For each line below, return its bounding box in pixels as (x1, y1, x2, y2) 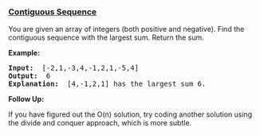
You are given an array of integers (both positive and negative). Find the (8, 25, 245, 34)
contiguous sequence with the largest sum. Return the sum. (8, 33, 205, 42)
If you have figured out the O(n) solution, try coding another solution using (8, 110, 253, 119)
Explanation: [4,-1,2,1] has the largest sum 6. (8, 79, 207, 89)
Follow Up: (8, 94, 45, 104)
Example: (8, 48, 41, 58)
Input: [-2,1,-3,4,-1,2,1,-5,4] (8, 64, 140, 73)
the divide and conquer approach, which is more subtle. (8, 118, 192, 128)
